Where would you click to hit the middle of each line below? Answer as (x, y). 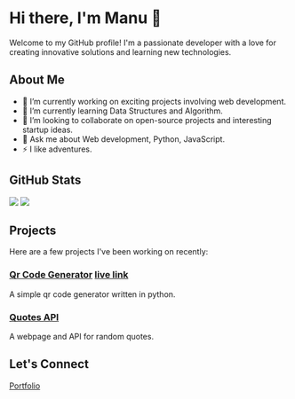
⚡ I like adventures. (57, 149)
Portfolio (25, 386)
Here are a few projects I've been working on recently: (109, 252)
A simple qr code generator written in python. (92, 294)
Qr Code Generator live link (69, 275)
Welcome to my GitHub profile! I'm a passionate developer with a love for (143, 43)
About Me (37, 80)
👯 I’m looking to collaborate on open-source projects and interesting (147, 120)
